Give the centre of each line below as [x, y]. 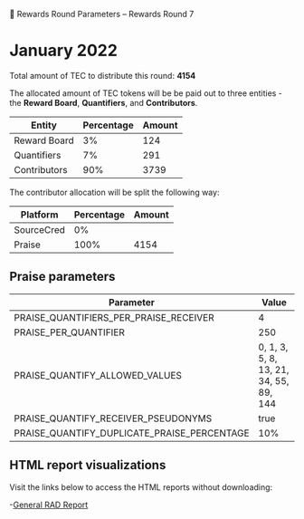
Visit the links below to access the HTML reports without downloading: [141, 487]
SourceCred [40, 229]
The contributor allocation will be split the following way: [114, 192]
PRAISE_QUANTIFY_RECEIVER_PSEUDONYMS [113, 418]
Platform [39, 215]
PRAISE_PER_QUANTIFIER [69, 332]
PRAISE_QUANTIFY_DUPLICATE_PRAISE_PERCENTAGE [132, 433]
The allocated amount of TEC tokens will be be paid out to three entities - [146, 93]
